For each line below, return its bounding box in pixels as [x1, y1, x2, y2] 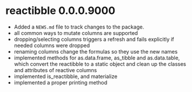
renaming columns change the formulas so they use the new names [13, 48, 178, 55]
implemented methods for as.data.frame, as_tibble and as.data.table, [13, 54, 180, 61]
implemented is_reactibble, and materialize [13, 73, 118, 80]
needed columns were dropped [13, 42, 90, 49]
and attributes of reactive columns [13, 66, 97, 73]
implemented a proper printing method [13, 79, 108, 86]
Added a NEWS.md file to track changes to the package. [13, 23, 145, 30]
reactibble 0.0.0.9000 [5, 4, 115, 17]
